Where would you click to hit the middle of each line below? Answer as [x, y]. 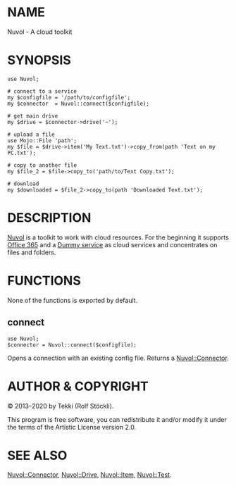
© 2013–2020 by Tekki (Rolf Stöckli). [61, 406]
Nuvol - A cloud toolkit [40, 32]
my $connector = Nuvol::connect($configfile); [79, 104]
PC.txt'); [22, 153]
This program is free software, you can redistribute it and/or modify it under [117, 419]
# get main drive [33, 116]
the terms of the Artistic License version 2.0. [72, 427]
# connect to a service [42, 91]
